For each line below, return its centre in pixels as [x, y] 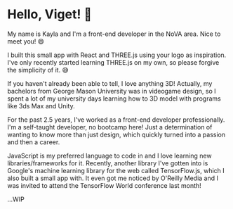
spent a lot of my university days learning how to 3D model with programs [114, 99]
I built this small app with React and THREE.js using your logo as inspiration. [117, 55]
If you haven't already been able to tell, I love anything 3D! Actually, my [110, 83]
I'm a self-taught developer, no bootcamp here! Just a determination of [110, 127]
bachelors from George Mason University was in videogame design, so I [112, 91]
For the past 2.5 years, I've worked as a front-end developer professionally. [116, 120]
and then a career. [34, 142]
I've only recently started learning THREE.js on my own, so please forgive [113, 62]
